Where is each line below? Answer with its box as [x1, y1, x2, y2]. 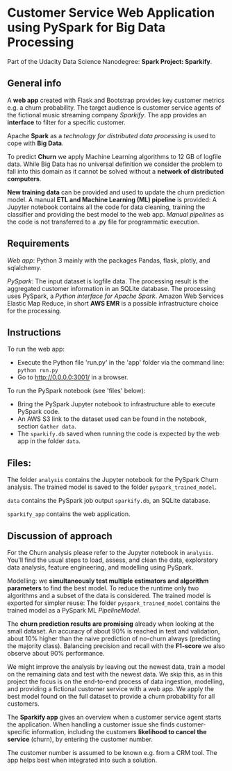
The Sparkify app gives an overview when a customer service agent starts [7, 713, 222, 721]
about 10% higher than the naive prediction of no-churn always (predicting [7, 634, 221, 642]
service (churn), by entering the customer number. [7, 735, 153, 743]
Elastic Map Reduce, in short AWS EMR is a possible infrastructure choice [7, 299, 219, 307]
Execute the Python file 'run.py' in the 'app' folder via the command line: [17, 358, 224, 367]
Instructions [7, 326, 61, 338]
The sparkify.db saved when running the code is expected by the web [17, 429, 220, 438]
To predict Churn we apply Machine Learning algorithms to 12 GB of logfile [7, 152, 222, 160]
